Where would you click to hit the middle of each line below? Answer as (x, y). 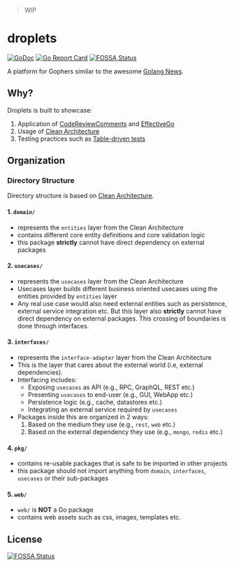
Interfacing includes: (47, 380)
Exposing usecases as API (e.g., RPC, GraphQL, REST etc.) (111, 387)
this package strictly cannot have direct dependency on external (111, 242)
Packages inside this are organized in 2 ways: (83, 417)
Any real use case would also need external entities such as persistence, (122, 303)
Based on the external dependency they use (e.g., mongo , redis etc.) (125, 432)
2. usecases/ (25, 266)
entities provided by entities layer (67, 296)
